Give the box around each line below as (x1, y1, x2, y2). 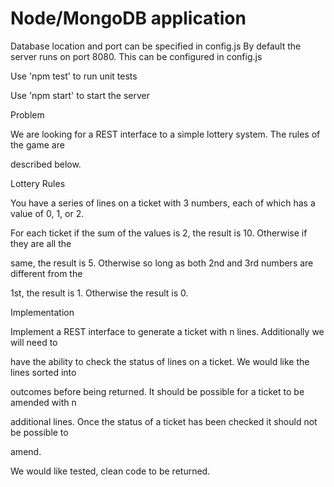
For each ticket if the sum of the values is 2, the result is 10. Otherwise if (10, 227, 308, 239)
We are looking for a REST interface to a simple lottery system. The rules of (10, 128, 321, 140)
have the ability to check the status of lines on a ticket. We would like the (10, 355, 310, 367)
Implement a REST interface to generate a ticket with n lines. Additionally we (10, 325, 325, 337)
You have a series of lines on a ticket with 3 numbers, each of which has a (10, 197, 316, 209)
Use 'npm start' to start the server (10, 89, 150, 101)
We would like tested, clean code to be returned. (10, 465, 211, 477)
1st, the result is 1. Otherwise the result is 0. (10, 287, 189, 299)
